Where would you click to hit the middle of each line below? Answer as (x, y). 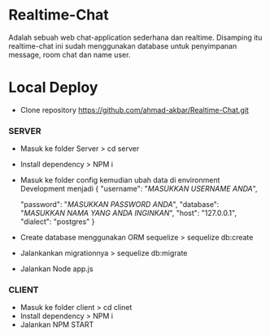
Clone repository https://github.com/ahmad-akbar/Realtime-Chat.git (135, 110)
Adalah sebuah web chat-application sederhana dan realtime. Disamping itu (135, 37)
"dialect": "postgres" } (57, 222)
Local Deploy (53, 88)
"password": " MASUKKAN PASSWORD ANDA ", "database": (120, 205)
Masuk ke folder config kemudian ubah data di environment (120, 180)
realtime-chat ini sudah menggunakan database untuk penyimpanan (123, 45)
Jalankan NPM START (57, 325)
